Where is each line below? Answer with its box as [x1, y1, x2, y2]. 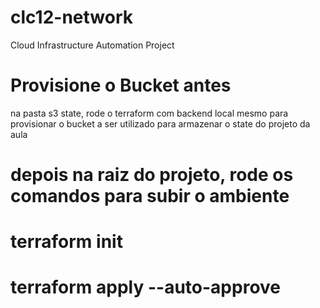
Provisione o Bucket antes [10, 74, 232, 97]
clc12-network [10, 6, 133, 29]
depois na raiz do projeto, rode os [10, 164, 294, 186]
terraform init [10, 231, 123, 253]
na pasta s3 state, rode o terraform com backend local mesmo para [10, 107, 289, 119]
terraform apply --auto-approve [10, 276, 282, 299]
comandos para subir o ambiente [10, 185, 290, 208]
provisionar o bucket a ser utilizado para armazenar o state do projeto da [10, 117, 311, 130]
